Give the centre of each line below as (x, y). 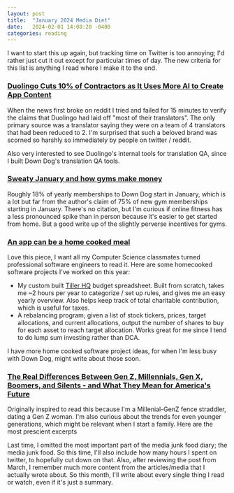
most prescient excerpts (42, 431)
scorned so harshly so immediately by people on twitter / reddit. (100, 140)
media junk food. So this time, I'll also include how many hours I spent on (112, 452)
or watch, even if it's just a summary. (60, 483)
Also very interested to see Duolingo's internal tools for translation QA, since (117, 153)
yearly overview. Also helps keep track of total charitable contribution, (118, 301)
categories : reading (37, 33)
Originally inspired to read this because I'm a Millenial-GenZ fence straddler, (117, 409)
